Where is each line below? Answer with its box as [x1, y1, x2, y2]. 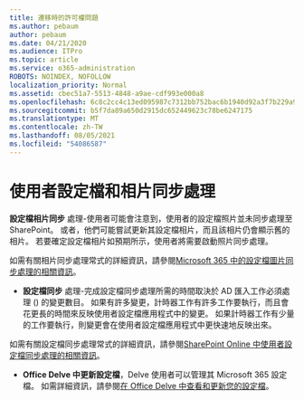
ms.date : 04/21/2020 [9, 38, 88, 48]
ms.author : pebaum [9, 22, 79, 31]
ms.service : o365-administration [9, 64, 136, 73]
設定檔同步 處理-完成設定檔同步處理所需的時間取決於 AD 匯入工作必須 [22, 285, 282, 296]
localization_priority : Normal [9, 81, 128, 90]
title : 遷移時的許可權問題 [9, 13, 100, 23]
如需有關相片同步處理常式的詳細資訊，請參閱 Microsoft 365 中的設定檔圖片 [9, 254, 287, 265]
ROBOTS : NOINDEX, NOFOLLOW [9, 72, 111, 81]
